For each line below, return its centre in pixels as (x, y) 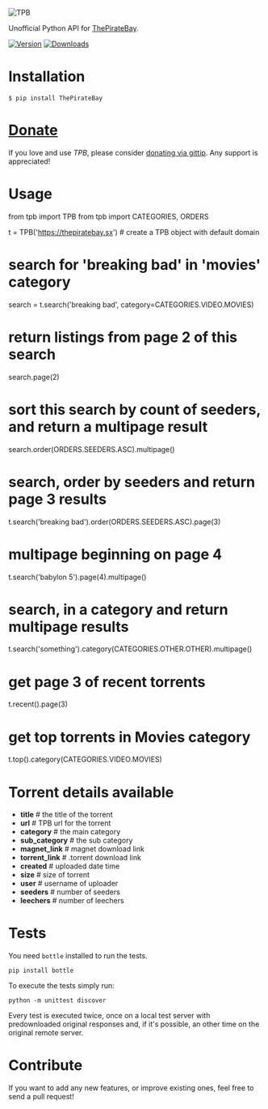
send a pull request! (41, 1097)
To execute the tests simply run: (61, 986)
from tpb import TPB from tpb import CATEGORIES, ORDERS (109, 216)
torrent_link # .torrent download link (80, 858)
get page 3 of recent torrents (107, 682)
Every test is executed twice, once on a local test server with (109, 1016)
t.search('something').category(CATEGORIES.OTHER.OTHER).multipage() (130, 649)
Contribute (46, 1066)
